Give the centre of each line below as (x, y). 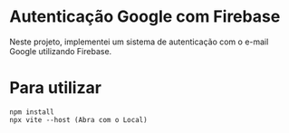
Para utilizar (56, 88)
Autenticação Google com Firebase (145, 17)
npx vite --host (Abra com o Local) (78, 119)
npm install (32, 112)
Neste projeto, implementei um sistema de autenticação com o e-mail (139, 42)
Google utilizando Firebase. (61, 51)
